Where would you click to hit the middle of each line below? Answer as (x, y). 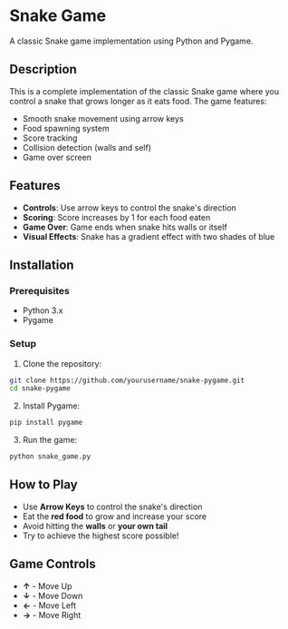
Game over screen (57, 157)
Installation (42, 265)
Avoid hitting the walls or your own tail (95, 526)
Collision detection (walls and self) (87, 147)
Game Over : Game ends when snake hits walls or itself (125, 227)
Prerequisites (39, 290)
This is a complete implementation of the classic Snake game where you (144, 91)
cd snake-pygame (40, 388)
